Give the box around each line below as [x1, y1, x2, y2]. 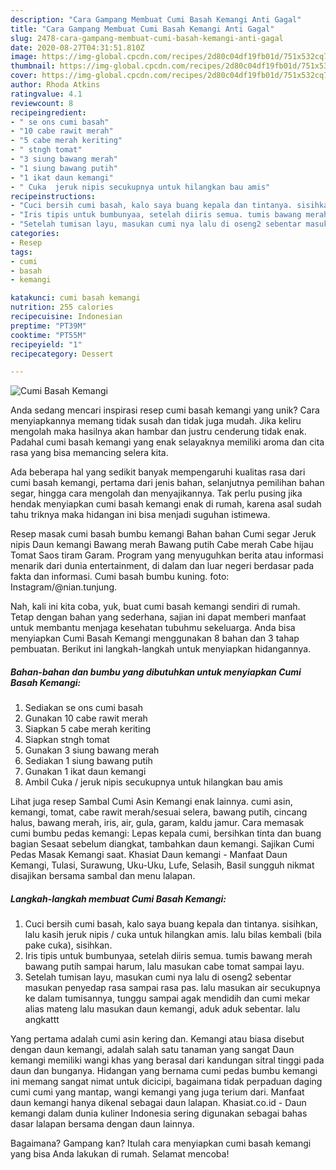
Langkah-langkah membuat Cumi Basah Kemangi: [10, 892, 227, 905]
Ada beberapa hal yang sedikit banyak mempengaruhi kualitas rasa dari [10, 466, 306, 478]
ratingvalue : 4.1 [10, 89, 83, 99]
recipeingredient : [10, 107, 87, 118]
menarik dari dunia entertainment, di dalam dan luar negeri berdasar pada [10, 560, 315, 572]
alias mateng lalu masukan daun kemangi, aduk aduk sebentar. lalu [24, 1003, 301, 1015]
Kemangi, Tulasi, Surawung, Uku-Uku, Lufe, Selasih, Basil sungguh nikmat [10, 859, 315, 871]
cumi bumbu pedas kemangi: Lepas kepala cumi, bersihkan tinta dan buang [10, 827, 322, 840]
